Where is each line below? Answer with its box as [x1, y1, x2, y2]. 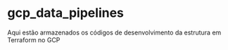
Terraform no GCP [7, 35, 61, 44]
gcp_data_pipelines [7, 5, 125, 21]
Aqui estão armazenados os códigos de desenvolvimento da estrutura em [7, 28, 222, 37]
